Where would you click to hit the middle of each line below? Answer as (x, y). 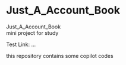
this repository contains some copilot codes (60, 56)
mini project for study (32, 32)
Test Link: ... (21, 44)
